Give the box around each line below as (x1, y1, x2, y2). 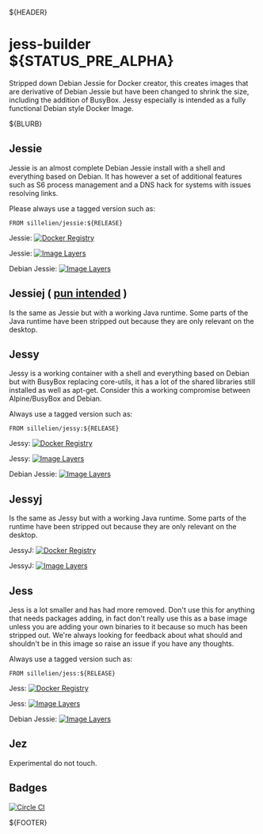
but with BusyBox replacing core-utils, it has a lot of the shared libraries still (9, 377, 256, 386)
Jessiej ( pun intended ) (9, 286, 128, 301)
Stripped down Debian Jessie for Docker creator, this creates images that (9, 78, 249, 87)
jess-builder (9, 36, 91, 53)
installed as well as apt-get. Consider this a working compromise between (9, 386, 251, 395)
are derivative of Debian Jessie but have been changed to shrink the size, (9, 86, 250, 96)
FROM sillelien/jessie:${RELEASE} (9, 219, 124, 227)
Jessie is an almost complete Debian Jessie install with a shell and (9, 163, 226, 172)
